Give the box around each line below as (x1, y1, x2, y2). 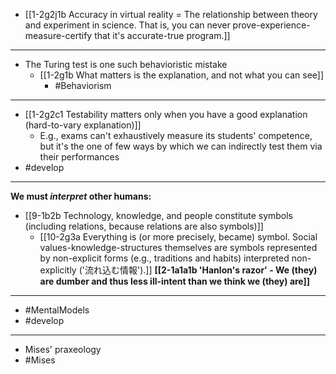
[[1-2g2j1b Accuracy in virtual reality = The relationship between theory (24, 9, 318, 20)
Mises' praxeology (24, 344, 102, 355)
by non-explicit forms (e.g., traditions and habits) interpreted (39, 252, 290, 264)
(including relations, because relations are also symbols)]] (24, 220, 264, 232)
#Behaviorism (54, 80, 112, 91)
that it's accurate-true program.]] (94, 30, 231, 41)
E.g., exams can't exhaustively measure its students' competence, (39, 130, 313, 141)
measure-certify (24, 30, 93, 41)
